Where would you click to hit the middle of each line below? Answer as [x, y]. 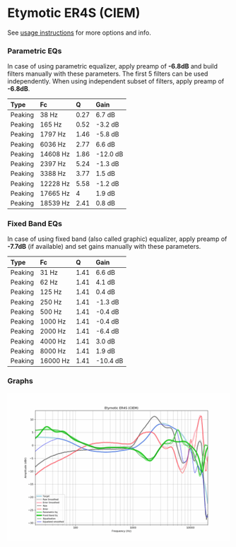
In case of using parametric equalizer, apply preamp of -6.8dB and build [112, 66]
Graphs [20, 381]
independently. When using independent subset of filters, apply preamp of [116, 81]
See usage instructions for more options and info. [79, 33]
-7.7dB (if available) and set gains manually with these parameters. [104, 247]
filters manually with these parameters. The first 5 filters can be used [108, 74]
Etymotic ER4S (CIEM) [74, 13]
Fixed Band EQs [35, 223]
